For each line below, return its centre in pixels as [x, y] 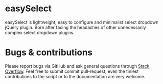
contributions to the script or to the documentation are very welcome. [75, 76]
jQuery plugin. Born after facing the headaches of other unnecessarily [76, 27]
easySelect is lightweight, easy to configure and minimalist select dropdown [82, 22]
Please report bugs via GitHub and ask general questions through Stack [77, 66]
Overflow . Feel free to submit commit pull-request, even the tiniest [72, 71]
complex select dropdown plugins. [40, 32]
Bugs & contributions [49, 53]
